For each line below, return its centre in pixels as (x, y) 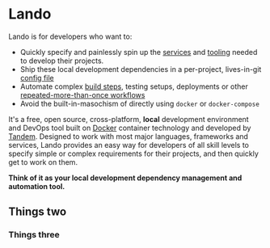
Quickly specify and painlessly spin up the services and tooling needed (139, 52)
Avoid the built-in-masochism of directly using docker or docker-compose (140, 103)
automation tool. (37, 186)
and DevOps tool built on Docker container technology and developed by (130, 128)
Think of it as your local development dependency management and (125, 178)
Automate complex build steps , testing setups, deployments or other (134, 86)
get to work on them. (43, 162)
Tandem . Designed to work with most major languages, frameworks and (129, 136)
